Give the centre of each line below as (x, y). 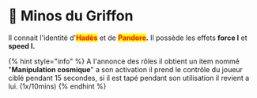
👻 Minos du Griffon (71, 16)
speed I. (22, 45)
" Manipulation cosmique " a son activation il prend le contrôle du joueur (126, 69)
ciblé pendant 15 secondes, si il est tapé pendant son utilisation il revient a (129, 78)
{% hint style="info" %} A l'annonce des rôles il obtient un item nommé (124, 61)
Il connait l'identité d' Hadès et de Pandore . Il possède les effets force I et (128, 38)
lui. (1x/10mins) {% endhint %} (57, 86)
